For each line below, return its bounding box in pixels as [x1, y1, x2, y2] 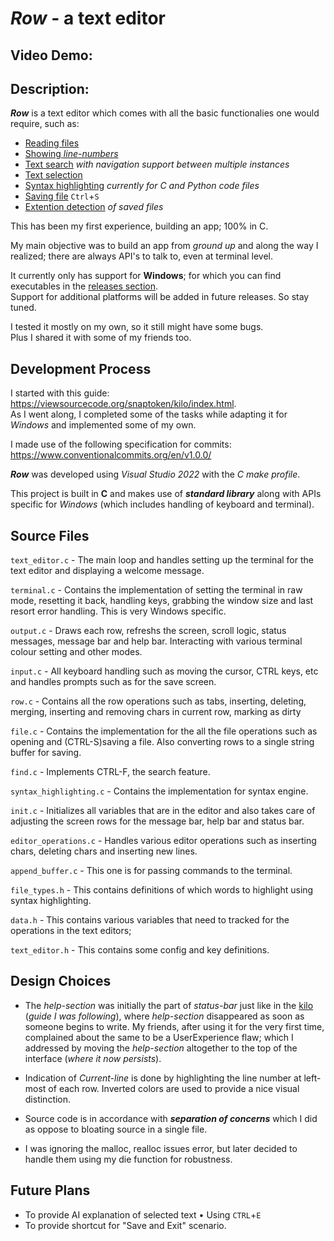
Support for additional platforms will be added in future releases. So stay [10, 291, 310, 303]
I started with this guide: [10, 387, 110, 399]
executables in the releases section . [10, 280, 159, 292]
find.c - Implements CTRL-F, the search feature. [10, 766, 211, 778]
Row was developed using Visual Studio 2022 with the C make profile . [10, 468, 301, 481]
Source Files [10, 527, 90, 544]
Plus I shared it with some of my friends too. [10, 332, 192, 344]
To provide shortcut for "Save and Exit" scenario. [24, 1219, 227, 1231]
